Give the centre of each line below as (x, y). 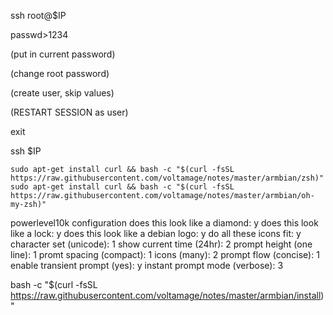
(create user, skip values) (62, 93)
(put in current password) (63, 54)
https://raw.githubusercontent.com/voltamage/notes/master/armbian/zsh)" (167, 178)
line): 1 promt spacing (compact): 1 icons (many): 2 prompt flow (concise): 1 (165, 254)
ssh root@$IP (38, 15)
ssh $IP (26, 151)
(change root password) (60, 73)
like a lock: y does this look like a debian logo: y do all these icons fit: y (156, 233)
